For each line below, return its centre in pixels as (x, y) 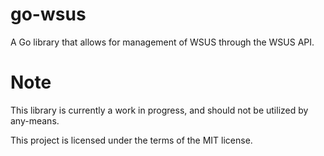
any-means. (35, 120)
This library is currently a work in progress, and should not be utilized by (159, 110)
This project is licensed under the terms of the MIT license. (131, 140)
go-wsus (48, 14)
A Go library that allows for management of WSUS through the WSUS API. (162, 42)
